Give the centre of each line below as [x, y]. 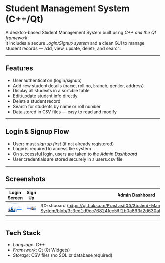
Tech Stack [23, 233]
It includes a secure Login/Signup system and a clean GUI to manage [75, 43]
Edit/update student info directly [45, 96]
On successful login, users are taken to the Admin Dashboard [75, 154]
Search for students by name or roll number [57, 106]
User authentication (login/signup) [47, 80]
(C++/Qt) [24, 19]
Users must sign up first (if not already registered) [63, 144]
